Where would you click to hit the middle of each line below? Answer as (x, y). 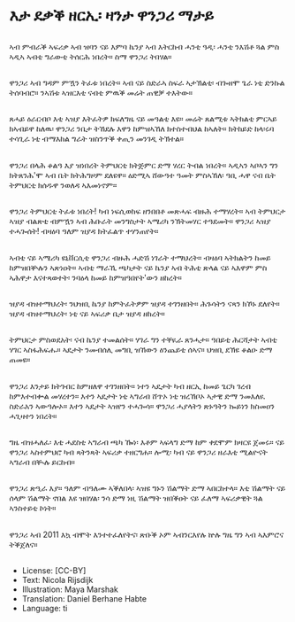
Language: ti (45, 609)
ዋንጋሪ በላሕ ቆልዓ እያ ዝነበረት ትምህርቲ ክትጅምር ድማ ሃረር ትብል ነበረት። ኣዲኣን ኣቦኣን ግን (144, 165)
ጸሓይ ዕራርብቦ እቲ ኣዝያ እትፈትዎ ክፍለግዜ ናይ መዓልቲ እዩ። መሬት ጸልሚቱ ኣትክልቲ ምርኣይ (143, 119)
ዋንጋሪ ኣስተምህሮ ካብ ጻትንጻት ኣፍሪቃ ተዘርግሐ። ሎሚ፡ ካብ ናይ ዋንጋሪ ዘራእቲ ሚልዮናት (138, 452)
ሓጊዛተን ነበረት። (33, 416)
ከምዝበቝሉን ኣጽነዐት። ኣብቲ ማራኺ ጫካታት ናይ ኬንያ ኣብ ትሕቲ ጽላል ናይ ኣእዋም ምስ (138, 268)
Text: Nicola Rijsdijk (57, 580)
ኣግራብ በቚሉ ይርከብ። (42, 463)
